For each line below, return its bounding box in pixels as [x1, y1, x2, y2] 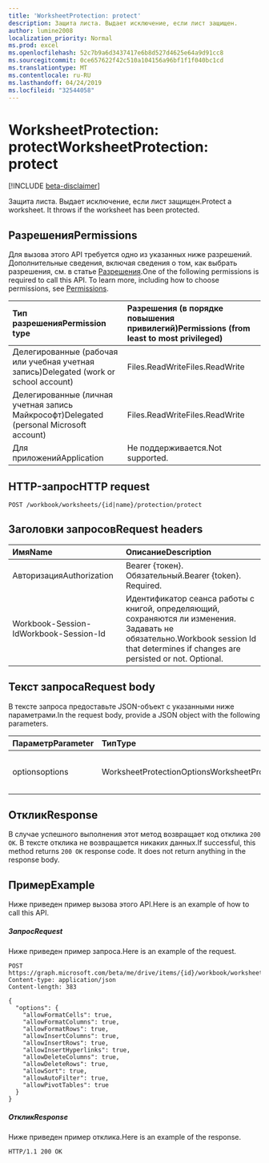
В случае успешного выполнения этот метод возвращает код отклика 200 [8, 830, 262, 839]
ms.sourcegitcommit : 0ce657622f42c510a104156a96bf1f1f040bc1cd [8, 57, 224, 65]
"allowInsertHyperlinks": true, [22, 1046, 130, 1054]
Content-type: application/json [8, 976, 116, 984]
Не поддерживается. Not [126, 442, 223, 453]
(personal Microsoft [12, 420, 86, 431]
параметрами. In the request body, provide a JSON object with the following [8, 710, 260, 719]
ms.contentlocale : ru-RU [8, 71, 91, 79]
